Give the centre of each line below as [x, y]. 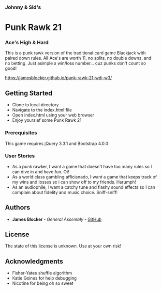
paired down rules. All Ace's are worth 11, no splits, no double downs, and [78, 58]
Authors [18, 208]
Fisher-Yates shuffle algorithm [42, 273]
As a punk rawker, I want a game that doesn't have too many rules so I [82, 166]
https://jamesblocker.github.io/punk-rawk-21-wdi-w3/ [59, 78]
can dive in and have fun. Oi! [40, 172]
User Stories [20, 156]
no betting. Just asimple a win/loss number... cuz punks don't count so [75, 63]
